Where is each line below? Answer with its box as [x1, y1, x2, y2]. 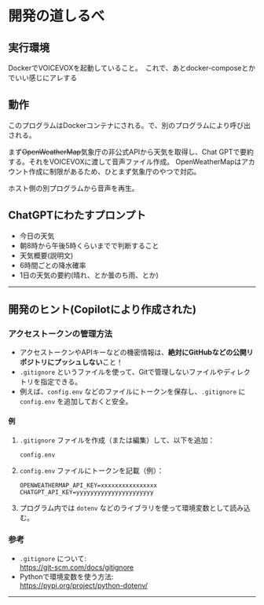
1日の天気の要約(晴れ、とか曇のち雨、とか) [19, 270, 159, 280]
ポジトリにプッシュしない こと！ [19, 357, 123, 367]
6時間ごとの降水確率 [19, 260, 86, 269]
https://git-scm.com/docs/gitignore [19, 563, 134, 572]
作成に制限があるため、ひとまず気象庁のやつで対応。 [28, 167, 201, 176]
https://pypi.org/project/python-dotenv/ [19, 581, 148, 590]
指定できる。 [40, 377, 82, 387]
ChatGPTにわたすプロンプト [8, 209, 147, 222]
